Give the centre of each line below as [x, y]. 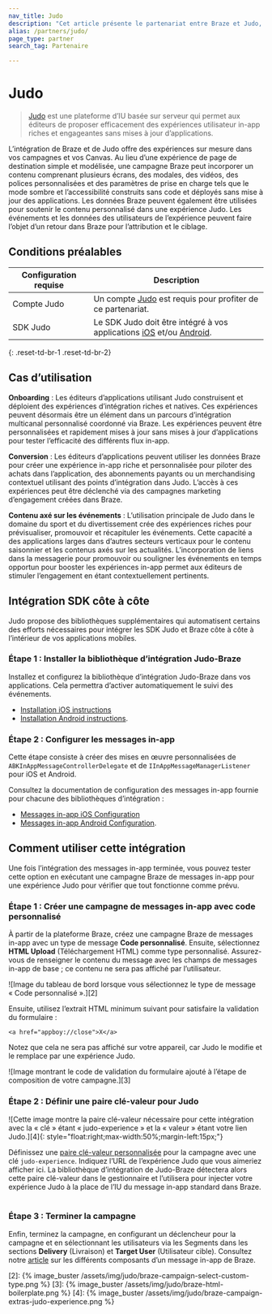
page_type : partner [41, 39]
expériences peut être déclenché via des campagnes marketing [115, 491]
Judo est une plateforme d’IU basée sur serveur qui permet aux [134, 116]
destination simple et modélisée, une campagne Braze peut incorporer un [131, 166]
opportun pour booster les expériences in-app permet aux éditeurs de [125, 567]
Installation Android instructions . [74, 718]
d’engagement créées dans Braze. [66, 499]
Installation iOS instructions [66, 709]
